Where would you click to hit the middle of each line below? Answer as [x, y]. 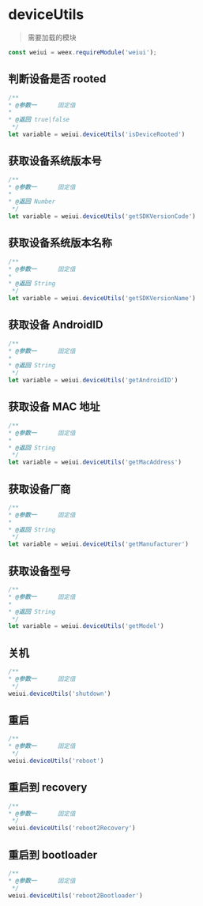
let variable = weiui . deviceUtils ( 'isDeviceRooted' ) [97, 134]
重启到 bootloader [53, 855]
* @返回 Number [32, 202]
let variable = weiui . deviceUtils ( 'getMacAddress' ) [95, 462]
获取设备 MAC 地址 [54, 407]
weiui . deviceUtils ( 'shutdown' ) [60, 694]
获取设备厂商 [39, 489]
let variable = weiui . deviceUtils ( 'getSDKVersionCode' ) [102, 216]
